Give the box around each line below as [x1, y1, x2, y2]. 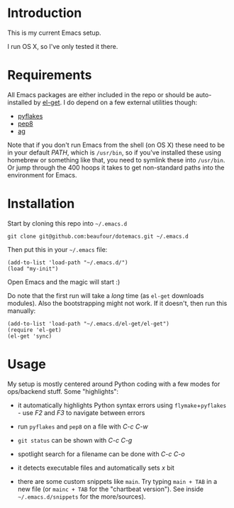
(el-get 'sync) [7, 332, 52, 340]
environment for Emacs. [7, 170, 77, 179]
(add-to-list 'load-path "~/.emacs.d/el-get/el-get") [7, 320, 170, 327]
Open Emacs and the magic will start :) [7, 277, 121, 286]
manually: [7, 307, 36, 315]
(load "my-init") [7, 265, 59, 272]
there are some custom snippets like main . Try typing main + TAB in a [17, 477, 218, 485]
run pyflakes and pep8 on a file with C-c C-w [17, 422, 148, 431]
